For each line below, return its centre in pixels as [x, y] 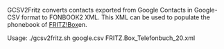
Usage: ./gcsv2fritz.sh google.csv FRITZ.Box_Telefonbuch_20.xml [101, 38]
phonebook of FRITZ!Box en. [48, 24]
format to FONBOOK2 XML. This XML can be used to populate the [115, 17]
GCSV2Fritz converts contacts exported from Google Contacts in [100, 10]
